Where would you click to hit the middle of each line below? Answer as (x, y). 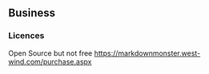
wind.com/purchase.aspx (50, 61)
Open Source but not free (50, 53)
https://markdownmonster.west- (147, 53)
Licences (26, 36)
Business (32, 13)
